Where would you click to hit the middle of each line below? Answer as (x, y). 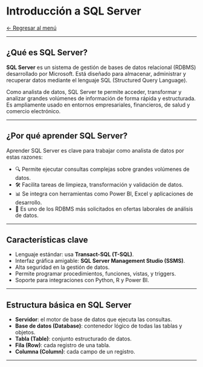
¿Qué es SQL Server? (47, 53)
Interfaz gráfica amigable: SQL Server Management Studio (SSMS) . (100, 261)
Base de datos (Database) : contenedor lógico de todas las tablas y (98, 326)
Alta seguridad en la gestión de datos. (62, 267)
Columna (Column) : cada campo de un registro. (75, 352)
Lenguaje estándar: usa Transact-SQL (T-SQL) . (74, 254)
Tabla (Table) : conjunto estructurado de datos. (73, 339)
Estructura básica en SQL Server (69, 305)
